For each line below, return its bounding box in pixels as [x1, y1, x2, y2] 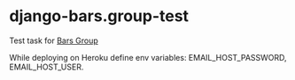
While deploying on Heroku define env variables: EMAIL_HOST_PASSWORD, [9, 52, 287, 62]
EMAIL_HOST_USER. [9, 62, 84, 72]
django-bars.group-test [9, 6, 189, 26]
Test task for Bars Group [9, 35, 99, 46]
